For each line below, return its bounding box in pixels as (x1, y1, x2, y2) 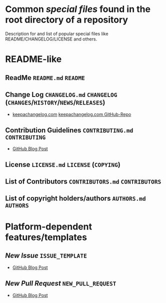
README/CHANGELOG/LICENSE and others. (5, 36, 97, 42)
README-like (5, 53, 62, 65)
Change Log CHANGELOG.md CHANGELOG (5, 90, 117, 98)
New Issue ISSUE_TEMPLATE (5, 251, 87, 259)
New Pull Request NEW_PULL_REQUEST (5, 279, 116, 287)
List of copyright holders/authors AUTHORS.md (5, 194, 146, 203)
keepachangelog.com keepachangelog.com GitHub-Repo (12, 111, 131, 117)
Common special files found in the (5, 3, 151, 15)
